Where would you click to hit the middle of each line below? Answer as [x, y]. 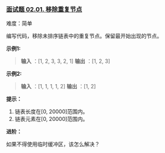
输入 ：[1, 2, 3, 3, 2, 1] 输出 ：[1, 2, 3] [65, 61]
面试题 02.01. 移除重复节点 [44, 9]
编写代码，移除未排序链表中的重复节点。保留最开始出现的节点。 [84, 36]
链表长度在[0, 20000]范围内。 [51, 111]
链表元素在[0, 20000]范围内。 [51, 119]
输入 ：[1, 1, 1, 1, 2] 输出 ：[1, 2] [58, 87]
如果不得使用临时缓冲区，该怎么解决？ [53, 144]
